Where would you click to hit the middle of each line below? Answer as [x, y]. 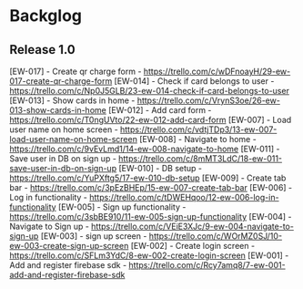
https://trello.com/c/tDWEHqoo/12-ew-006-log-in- [184, 197]
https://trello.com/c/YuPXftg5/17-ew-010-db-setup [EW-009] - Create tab [148, 178]
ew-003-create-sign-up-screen [69, 246]
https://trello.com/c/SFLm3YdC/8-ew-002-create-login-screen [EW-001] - [149, 255]
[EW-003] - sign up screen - [94, 236]
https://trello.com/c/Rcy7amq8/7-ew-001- [207, 265]
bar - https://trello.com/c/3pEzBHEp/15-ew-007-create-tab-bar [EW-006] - [151, 187]
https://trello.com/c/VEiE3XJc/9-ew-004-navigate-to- [192, 226]
